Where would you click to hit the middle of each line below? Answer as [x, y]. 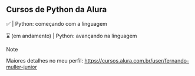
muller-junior [22, 67]
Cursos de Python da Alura [57, 10]
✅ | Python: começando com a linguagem [57, 23]
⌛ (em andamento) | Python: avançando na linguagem [72, 36]
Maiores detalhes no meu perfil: [45, 60]
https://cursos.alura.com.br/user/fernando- [137, 60]
